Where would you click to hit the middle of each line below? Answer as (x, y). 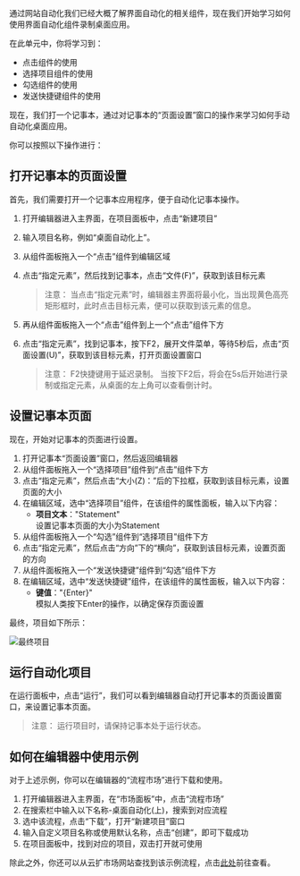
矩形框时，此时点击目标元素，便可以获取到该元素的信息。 (150, 305)
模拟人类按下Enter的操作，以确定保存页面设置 (120, 603)
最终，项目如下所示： (48, 622)
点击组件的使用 (50, 62)
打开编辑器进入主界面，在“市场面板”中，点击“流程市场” (123, 799)
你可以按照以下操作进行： (56, 145)
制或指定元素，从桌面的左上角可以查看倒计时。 (130, 385)
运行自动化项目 (50, 672)
